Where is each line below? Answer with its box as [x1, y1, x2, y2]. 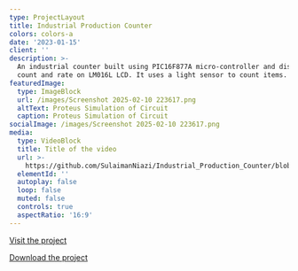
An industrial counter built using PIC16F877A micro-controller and [17, 63, 276, 72]
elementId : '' [17, 169, 69, 178]
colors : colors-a [9, 29, 74, 38]
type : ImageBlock [17, 87, 82, 96]
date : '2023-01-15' [9, 37, 82, 47]
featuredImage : [9, 79, 66, 88]
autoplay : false [17, 178, 77, 187]
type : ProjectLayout [9, 12, 86, 22]
